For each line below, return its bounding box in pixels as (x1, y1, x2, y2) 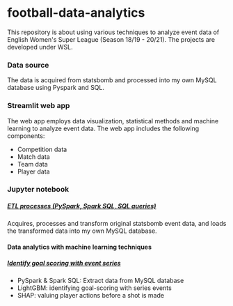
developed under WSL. (7, 43, 73, 51)
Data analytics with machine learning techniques (7, 243, 152, 252)
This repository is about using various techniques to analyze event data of (7, 28, 220, 36)
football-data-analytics (7, 5, 145, 21)
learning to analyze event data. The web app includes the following (7, 124, 200, 132)
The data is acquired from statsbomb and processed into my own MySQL (7, 76, 217, 84)
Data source (7, 60, 49, 70)
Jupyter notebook (7, 185, 70, 194)
